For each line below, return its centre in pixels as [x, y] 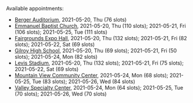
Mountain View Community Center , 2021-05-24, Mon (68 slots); [91, 75]
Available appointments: [35, 8]
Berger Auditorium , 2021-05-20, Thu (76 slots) [70, 19]
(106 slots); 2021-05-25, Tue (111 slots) [61, 32]
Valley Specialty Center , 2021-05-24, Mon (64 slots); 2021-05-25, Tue [99, 88]
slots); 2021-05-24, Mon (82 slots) [56, 57]
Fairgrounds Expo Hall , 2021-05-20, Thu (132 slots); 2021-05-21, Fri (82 [101, 38]
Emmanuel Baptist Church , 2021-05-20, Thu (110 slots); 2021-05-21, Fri [100, 26]
